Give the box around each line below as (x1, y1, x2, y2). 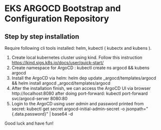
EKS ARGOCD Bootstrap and (4, 3, 121, 14)
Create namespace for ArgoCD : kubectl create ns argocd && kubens (11, 65, 150, 71)
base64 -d (52, 111, 73, 116)
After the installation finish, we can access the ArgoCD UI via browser (11, 86, 151, 91)
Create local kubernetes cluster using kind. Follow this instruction (11, 55, 143, 60)
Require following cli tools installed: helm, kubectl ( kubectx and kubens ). (4, 45, 152, 51)
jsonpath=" (126, 106, 148, 112)
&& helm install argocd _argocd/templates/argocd (11, 80, 111, 86)
